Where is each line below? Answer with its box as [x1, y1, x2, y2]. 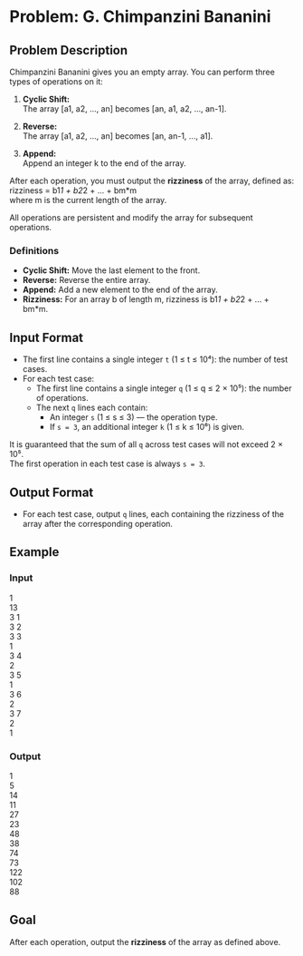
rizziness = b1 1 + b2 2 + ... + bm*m [9, 185, 137, 196]
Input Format [9, 329, 84, 346]
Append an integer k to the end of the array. [22, 158, 187, 169]
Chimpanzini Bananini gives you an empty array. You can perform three [9, 66, 276, 77]
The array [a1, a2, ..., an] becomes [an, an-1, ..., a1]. [22, 131, 213, 141]
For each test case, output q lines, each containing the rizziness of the [22, 508, 285, 519]
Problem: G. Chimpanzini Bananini [9, 6, 271, 27]
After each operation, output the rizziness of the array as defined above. [9, 936, 281, 947]
